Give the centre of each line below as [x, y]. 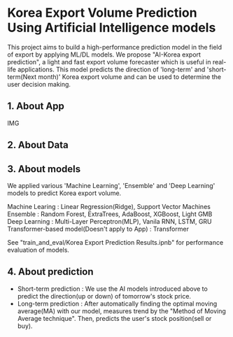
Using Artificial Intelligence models [112, 28]
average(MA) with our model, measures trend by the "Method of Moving [121, 311]
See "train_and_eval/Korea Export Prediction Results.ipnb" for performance [115, 242]
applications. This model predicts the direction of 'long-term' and [111, 69]
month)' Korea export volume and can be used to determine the [130, 77]
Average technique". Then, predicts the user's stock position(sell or [114, 318]
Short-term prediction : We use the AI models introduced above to [112, 289]
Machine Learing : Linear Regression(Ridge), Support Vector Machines [109, 206]
